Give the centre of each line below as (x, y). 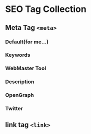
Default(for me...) (27, 42)
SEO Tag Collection (46, 9)
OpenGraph (19, 95)
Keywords (18, 55)
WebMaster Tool (26, 68)
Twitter (14, 109)
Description (20, 82)
